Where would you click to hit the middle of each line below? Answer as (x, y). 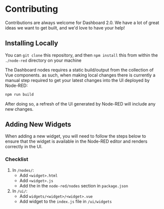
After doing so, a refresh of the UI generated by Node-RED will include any (80, 104)
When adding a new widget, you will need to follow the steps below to (76, 136)
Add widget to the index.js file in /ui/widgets (66, 201)
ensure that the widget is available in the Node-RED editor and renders (76, 141)
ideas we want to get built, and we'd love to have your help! (65, 27)
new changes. (19, 109)
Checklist (17, 159)
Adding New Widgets (38, 124)
